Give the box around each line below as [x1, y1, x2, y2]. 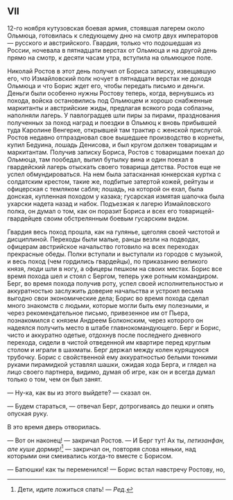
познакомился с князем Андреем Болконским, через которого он [7, 316, 203, 325]
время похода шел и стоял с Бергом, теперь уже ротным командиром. [7, 272, 218, 280]
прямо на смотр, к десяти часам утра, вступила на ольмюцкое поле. [7, 53, 213, 62]
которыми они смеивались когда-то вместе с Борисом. [7, 452, 173, 460]
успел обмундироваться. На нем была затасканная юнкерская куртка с [7, 170, 222, 178]
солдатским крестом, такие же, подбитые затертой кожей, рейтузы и [7, 177, 214, 186]
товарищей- [178, 207, 215, 215]
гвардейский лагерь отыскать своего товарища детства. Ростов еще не [7, 162, 221, 171]
